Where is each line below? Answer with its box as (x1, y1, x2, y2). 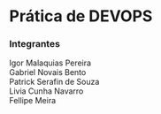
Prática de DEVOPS (9, 6, 153, 27)
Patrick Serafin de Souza (9, 77, 100, 87)
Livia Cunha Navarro (9, 86, 84, 96)
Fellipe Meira (9, 95, 57, 106)
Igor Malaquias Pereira (9, 57, 91, 68)
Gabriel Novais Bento (9, 67, 87, 78)
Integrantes (9, 38, 60, 50)
